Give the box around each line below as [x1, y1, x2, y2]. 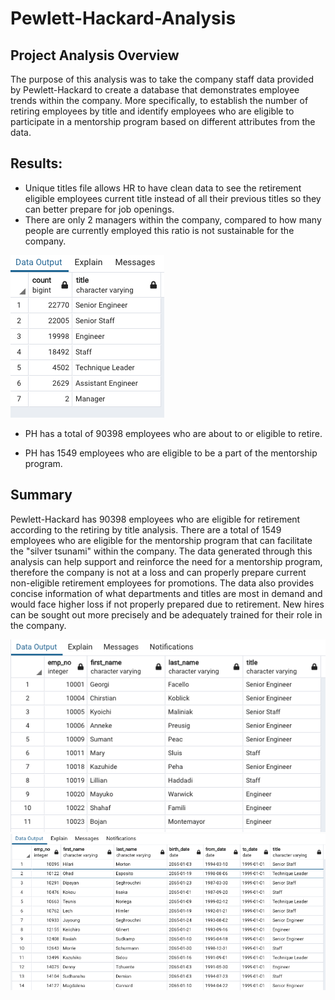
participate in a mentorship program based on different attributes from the [10, 116, 316, 127]
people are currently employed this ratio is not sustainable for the [24, 224, 295, 236]
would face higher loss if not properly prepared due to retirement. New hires [10, 598, 325, 610]
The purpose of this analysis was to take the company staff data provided [10, 73, 315, 85]
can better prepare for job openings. [24, 203, 175, 215]
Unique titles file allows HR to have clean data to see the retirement [24, 182, 302, 194]
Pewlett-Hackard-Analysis [10, 7, 237, 30]
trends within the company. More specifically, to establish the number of [10, 95, 309, 106]
